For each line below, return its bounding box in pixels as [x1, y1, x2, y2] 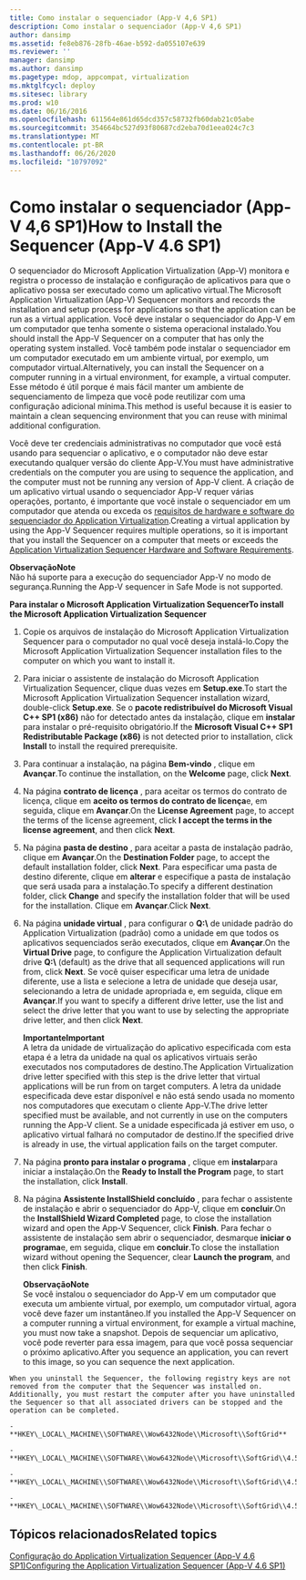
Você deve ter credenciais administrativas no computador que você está [9, 438, 282, 449]
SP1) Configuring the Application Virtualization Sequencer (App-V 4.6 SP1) [9, 1560, 286, 1572]
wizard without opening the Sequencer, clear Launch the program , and [22, 1252, 291, 1263]
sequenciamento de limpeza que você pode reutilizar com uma [9, 391, 246, 402]
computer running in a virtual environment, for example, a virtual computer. [9, 372, 291, 383]
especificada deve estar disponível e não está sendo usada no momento [22, 1091, 295, 1102]
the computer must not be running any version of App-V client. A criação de [9, 477, 294, 487]
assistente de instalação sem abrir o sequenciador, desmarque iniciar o [22, 1232, 291, 1244]
